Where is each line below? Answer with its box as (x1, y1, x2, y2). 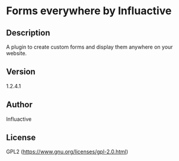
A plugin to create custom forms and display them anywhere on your (6, 43, 173, 50)
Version (6, 67, 35, 77)
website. (6, 50, 27, 57)
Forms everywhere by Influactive (6, 4, 172, 18)
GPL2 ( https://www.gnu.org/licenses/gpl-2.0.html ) (6, 148, 129, 155)
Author (6, 99, 32, 110)
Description (6, 28, 50, 38)
